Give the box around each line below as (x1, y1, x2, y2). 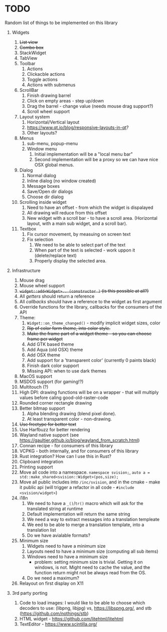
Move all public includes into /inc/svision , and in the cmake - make (19, 479, 160, 485)
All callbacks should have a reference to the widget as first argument (19, 298, 162, 304)
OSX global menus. (34, 162, 74, 168)
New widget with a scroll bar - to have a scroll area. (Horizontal (27, 215, 157, 221)
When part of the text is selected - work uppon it (34, 247, 135, 253)
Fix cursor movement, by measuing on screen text (27, 231, 131, 237)
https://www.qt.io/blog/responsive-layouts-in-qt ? (27, 124, 129, 131)
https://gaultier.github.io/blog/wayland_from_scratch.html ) (19, 437, 140, 443)
